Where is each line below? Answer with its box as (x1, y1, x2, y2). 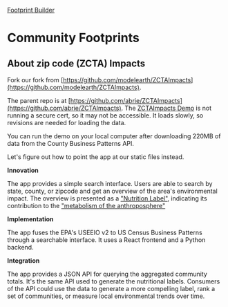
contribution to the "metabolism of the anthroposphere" (7, 202, 166, 210)
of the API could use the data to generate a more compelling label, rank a (7, 285, 216, 292)
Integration (7, 257, 40, 265)
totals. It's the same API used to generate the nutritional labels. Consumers (7, 277, 220, 286)
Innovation (7, 166, 39, 174)
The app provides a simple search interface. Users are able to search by (7, 180, 213, 187)
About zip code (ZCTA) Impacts (7, 57, 146, 69)
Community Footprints (7, 30, 140, 46)
